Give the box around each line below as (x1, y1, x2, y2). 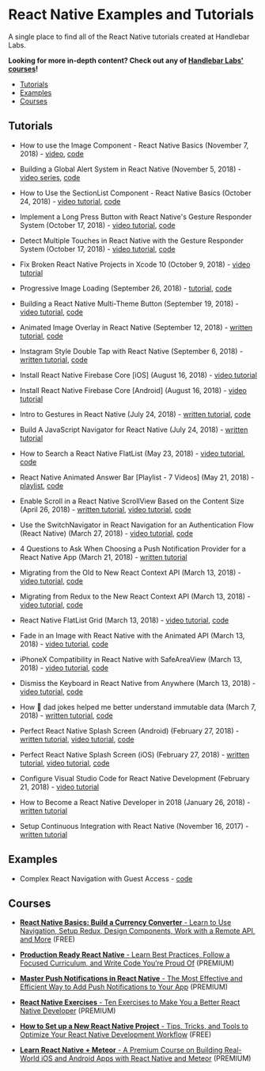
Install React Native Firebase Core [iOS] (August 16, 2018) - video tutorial (19, 370, 257, 379)
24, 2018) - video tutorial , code (19, 196, 121, 206)
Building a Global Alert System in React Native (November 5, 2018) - (19, 164, 241, 174)
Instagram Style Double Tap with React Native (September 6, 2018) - (19, 346, 244, 356)
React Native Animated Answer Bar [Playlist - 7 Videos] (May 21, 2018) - (19, 472, 255, 482)
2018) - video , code (19, 148, 85, 158)
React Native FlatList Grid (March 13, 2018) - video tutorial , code (19, 615, 229, 625)
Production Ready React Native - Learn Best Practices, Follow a (19, 950, 231, 960)
